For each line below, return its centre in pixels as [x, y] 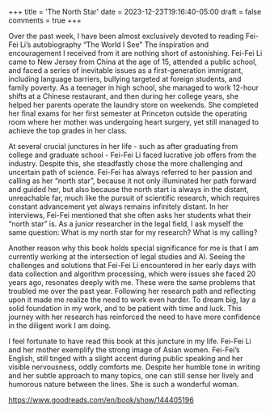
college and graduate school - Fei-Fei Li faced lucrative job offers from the [133, 155]
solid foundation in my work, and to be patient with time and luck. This [125, 308]
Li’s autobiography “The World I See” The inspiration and [114, 45]
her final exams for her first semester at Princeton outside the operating [128, 113]
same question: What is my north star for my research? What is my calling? [133, 232]
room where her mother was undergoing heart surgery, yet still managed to [134, 122]
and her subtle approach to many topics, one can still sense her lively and [131, 375]
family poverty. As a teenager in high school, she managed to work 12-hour [133, 87]
